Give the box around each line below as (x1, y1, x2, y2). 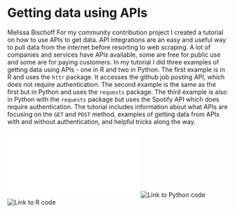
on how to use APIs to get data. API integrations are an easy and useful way (7, 35, 227, 43)
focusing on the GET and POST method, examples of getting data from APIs (7, 110, 220, 118)
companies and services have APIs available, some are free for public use (7, 50, 221, 59)
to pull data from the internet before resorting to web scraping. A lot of (7, 43, 211, 51)
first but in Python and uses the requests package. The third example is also (7, 88, 227, 96)
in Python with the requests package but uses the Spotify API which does (7, 95, 220, 103)
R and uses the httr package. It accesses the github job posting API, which (7, 72, 225, 81)
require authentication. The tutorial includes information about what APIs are (7, 102, 228, 111)
